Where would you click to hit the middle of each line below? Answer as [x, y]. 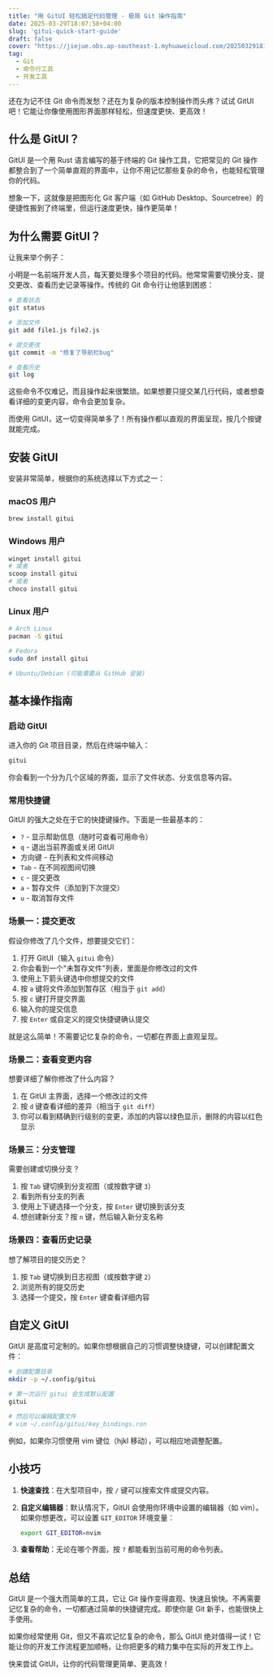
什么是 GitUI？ [44, 139]
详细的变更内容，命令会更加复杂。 [72, 402]
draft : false [30, 39]
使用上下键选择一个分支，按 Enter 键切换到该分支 [102, 1207]
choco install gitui [43, 589]
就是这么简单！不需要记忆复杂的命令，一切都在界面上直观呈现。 [115, 1036]
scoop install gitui [43, 574]
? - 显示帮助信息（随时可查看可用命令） [86, 837]
